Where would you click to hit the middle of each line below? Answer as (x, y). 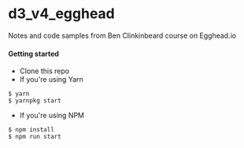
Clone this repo (44, 71)
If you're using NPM (52, 116)
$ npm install (31, 130)
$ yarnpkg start (35, 101)
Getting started (33, 54)
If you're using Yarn (52, 80)
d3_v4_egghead (62, 14)
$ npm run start (35, 137)
